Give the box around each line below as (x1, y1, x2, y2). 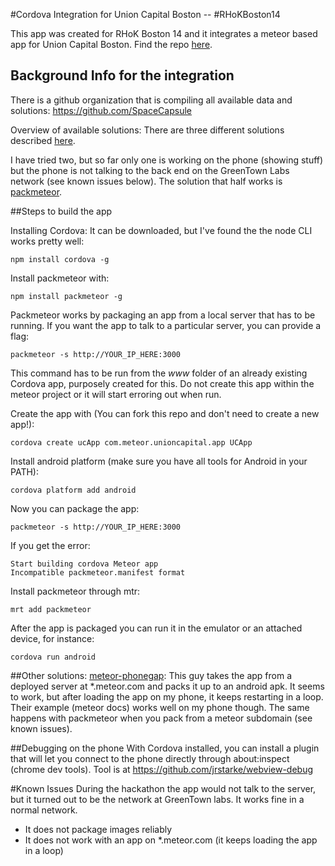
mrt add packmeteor (10, 604, 92, 614)
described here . (10, 134, 76, 146)
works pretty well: (10, 235, 85, 247)
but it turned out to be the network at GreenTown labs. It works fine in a (10, 793, 305, 805)
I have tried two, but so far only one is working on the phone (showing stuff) (10, 154, 324, 166)
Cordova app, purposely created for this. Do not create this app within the (10, 377, 315, 389)
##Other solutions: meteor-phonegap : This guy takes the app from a (10, 669, 293, 681)
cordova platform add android (10, 485, 137, 495)
